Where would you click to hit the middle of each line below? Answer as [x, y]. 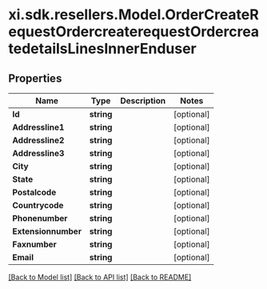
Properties [35, 78]
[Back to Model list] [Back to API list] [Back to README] [100, 277]
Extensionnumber [47, 231]
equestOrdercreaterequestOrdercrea [134, 32]
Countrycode [38, 205]
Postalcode [34, 192]
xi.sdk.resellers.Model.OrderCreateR [134, 15]
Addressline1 [38, 127]
